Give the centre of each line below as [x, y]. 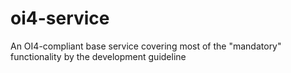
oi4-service [60, 18]
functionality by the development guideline [98, 56]
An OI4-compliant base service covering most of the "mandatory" [146, 46]
